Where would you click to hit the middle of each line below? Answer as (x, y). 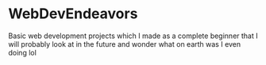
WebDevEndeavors (73, 14)
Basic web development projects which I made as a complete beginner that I (133, 36)
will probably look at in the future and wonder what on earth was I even (125, 44)
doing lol (23, 52)
